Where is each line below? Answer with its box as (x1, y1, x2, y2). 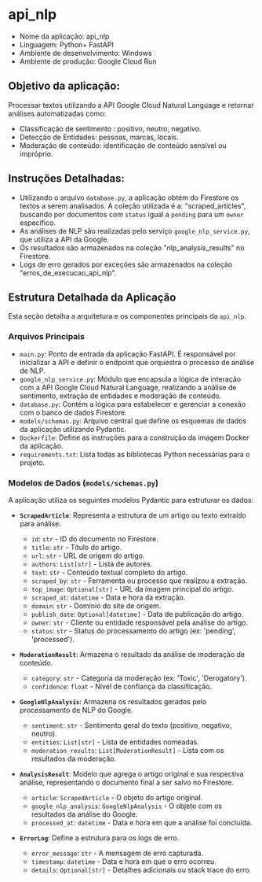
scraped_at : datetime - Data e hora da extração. (31, 592, 186, 602)
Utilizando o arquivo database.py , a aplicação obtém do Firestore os (19, 193, 239, 202)
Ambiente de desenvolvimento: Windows (19, 48, 152, 57)
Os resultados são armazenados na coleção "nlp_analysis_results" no (19, 242, 245, 253)
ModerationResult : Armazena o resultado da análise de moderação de (19, 649, 246, 659)
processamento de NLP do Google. (19, 705, 133, 714)
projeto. (19, 458, 45, 467)
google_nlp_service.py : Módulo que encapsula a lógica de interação (19, 374, 242, 383)
